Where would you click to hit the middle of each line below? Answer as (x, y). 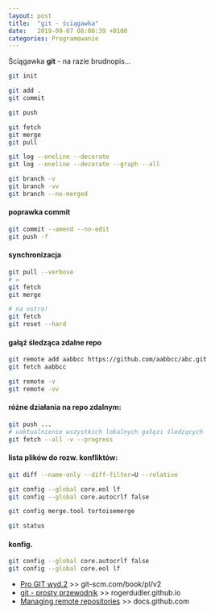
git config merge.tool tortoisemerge (72, 512)
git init (23, 76)
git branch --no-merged (48, 194)
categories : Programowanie (54, 38)
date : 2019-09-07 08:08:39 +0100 (68, 31)
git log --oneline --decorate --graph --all (84, 165)
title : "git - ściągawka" (54, 23)
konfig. (21, 544)
